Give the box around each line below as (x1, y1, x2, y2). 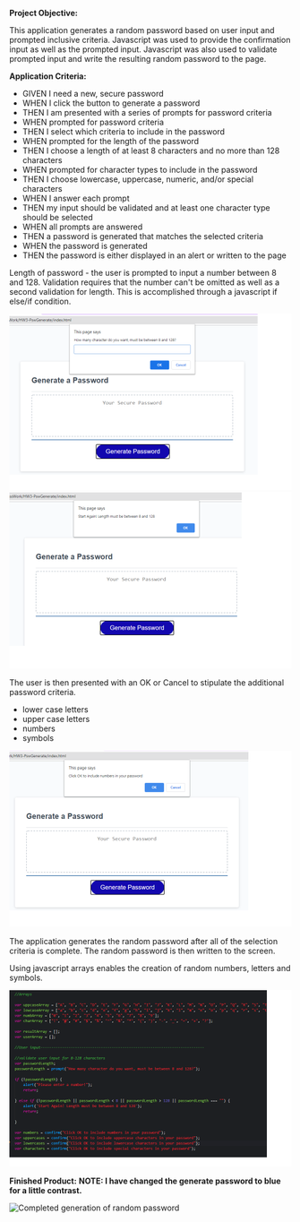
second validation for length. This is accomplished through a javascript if (9, 287, 278, 297)
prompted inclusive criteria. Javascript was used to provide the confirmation (9, 35, 291, 45)
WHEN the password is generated (21, 241, 148, 251)
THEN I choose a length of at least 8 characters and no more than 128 (21, 145, 280, 156)
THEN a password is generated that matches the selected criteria (21, 231, 264, 241)
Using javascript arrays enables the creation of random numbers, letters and (9, 963, 291, 973)
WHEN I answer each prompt (21, 193, 130, 203)
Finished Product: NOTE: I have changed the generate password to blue (9, 1175, 281, 1186)
